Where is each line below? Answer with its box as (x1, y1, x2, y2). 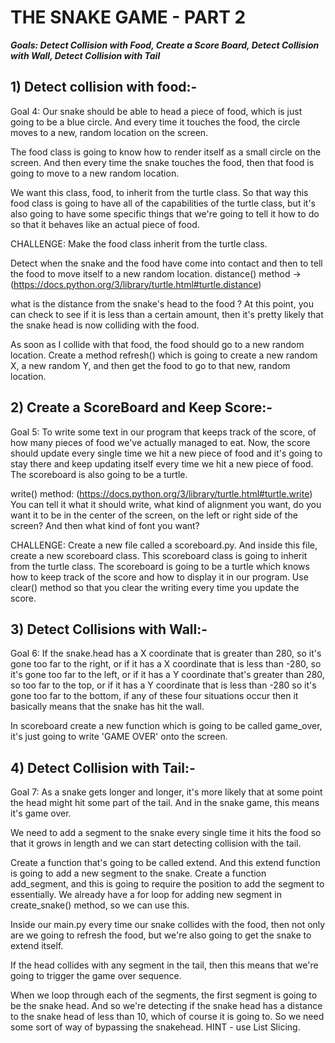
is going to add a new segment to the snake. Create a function (10, 867, 267, 880)
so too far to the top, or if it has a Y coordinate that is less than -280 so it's (10, 679, 317, 691)
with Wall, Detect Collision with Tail (10, 49, 161, 61)
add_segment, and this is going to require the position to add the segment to (10, 878, 325, 890)
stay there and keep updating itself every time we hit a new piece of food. (10, 457, 314, 470)
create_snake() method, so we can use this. (10, 899, 190, 911)
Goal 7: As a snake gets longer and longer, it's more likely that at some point (10, 786, 323, 798)
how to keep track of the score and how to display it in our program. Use (10, 571, 309, 583)
